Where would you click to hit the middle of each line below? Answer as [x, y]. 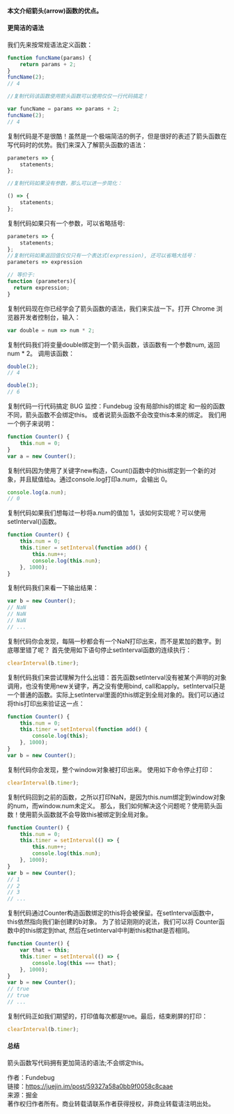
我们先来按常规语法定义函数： [50, 45]
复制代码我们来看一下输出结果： [53, 588]
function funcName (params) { [49, 58]
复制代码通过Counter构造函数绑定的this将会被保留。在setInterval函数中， [112, 913]
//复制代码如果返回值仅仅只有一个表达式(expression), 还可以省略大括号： [102, 256]
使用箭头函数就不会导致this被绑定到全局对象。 [85, 814]
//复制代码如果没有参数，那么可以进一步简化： [65, 184]
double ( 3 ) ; [23, 386]
